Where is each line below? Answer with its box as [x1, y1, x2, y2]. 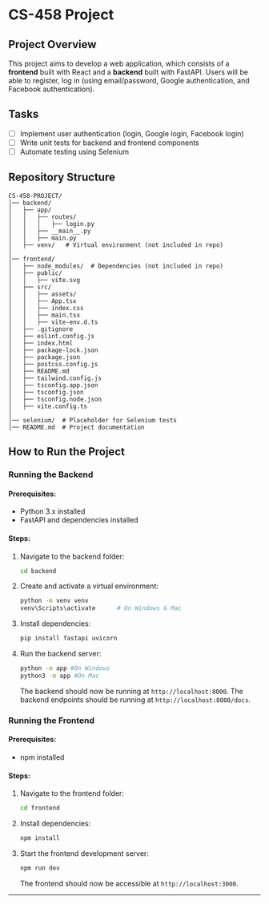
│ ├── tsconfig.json [8, 388, 84, 396]
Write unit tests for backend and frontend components [19, 138, 199, 147]
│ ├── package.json [8, 353, 81, 361]
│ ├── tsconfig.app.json [8, 381, 98, 389]
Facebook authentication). [8, 84, 95, 94]
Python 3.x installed [19, 506, 86, 516]
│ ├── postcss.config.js [8, 360, 98, 368]
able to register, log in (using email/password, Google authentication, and [8, 76, 250, 85]
